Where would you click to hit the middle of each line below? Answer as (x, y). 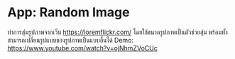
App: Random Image (69, 12)
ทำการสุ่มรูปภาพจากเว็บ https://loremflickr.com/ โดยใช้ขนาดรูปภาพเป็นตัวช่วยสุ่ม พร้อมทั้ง (118, 32)
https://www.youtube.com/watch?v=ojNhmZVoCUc (82, 48)
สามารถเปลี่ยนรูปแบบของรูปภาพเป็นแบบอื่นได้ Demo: (70, 40)
